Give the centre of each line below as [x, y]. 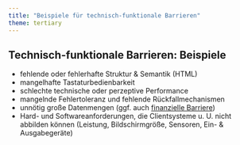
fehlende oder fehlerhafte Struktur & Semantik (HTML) [108, 74]
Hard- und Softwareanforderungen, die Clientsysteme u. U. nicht [126, 116]
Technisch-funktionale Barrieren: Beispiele [117, 55]
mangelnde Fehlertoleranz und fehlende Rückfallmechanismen [122, 99]
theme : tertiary [35, 23]
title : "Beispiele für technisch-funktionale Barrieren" [105, 15]
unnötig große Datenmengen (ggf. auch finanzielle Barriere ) [118, 108]
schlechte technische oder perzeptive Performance [104, 91]
